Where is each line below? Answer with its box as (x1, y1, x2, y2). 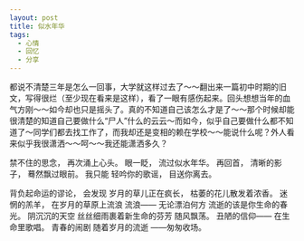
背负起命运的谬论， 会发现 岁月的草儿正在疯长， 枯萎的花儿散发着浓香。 (9, 188, 278, 198)
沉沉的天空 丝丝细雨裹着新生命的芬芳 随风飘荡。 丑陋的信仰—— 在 (34, 210, 282, 221)
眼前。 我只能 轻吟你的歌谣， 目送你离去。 (58, 169, 217, 179)
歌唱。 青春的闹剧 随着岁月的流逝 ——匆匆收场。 (24, 222, 206, 232)
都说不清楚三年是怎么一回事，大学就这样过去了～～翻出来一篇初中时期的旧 (9, 82, 287, 92)
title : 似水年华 (9, 22, 65, 31)
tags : (9, 30, 30, 39)
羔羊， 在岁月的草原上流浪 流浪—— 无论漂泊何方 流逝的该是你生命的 (24, 199, 280, 209)
